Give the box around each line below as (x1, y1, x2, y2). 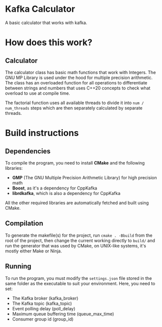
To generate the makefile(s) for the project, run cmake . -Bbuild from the (5, 232, 153, 238)
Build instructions (5, 128, 79, 138)
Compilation (5, 219, 43, 228)
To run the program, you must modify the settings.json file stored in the (5, 275, 152, 281)
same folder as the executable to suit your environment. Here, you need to (5, 280, 156, 286)
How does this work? (5, 37, 92, 48)
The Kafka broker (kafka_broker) (12, 295, 79, 301)
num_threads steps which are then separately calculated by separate (5, 105, 143, 111)
